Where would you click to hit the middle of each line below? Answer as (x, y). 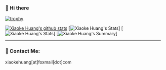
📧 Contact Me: (23, 51)
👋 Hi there (17, 8)
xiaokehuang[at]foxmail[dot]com (38, 62)
